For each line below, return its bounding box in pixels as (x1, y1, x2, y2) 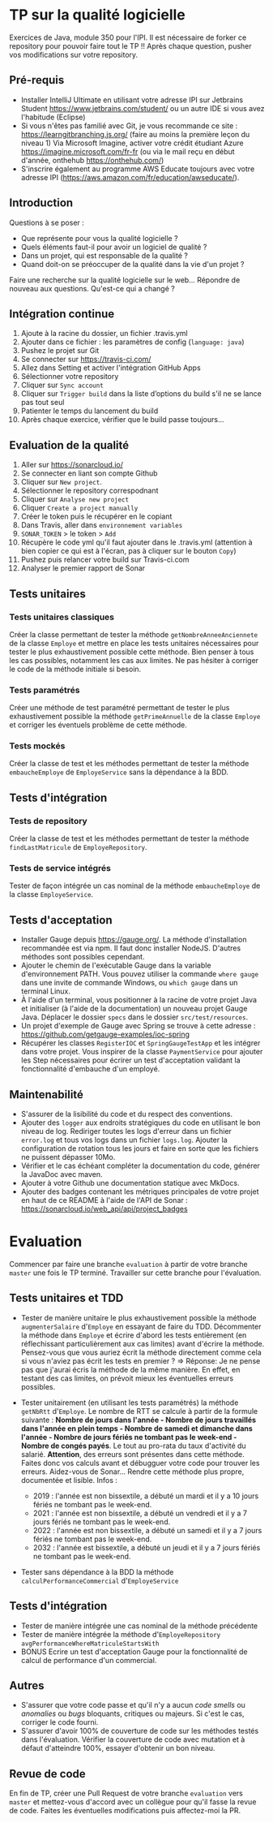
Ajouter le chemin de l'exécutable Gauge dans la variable (20, 960, 211, 971)
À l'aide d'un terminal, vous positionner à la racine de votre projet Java (20, 995, 258, 1005)
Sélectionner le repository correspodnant (20, 485, 159, 496)
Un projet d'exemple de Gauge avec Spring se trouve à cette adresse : (20, 1021, 256, 1031)
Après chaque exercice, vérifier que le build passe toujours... (20, 415, 225, 425)
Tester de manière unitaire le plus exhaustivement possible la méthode (20, 1312, 257, 1322)
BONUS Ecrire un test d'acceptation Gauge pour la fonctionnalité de (20, 1646, 248, 1657)
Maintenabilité (9, 1088, 84, 1101)
